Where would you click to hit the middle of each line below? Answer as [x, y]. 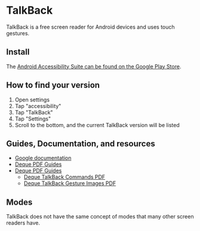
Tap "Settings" [33, 118]
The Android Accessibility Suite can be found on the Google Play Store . [94, 66]
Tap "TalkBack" [34, 112]
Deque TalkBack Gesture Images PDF [70, 183]
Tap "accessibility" [38, 106]
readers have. [23, 223]
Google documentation [43, 158]
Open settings [32, 100]
